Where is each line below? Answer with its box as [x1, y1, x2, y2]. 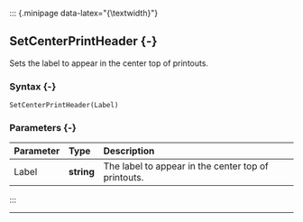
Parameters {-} [9, 122, 77, 134]
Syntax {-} [9, 80, 57, 93]
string [68, 166, 95, 179]
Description [103, 144, 155, 157]
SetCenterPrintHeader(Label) [9, 101, 119, 110]
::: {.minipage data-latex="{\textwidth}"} [9, 8, 159, 18]
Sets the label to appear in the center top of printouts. [9, 58, 209, 69]
